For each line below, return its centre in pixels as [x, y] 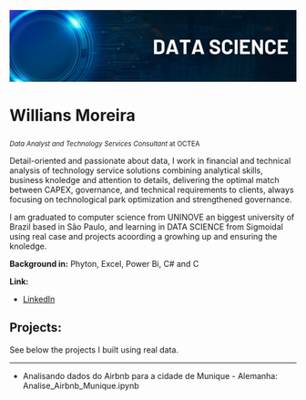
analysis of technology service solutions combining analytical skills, [137, 170]
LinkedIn [39, 299]
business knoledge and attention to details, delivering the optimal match [144, 179]
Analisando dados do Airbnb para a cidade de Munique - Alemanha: [150, 375]
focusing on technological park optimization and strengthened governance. [151, 199]
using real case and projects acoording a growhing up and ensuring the [143, 236]
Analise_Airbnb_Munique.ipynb [81, 385]
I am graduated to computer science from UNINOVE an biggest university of [152, 217]
